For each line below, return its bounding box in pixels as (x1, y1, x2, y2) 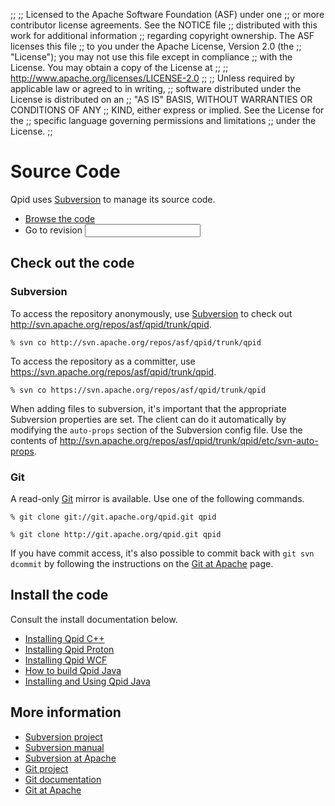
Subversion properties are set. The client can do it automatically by (10, 413, 287, 425)
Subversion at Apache (24, 752, 117, 764)
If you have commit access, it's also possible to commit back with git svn (10, 547, 315, 559)
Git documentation (24, 773, 102, 785)
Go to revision (24, 224, 83, 236)
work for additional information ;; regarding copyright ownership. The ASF (10, 30, 315, 41)
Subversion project (24, 730, 103, 743)
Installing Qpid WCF (24, 654, 108, 666)
